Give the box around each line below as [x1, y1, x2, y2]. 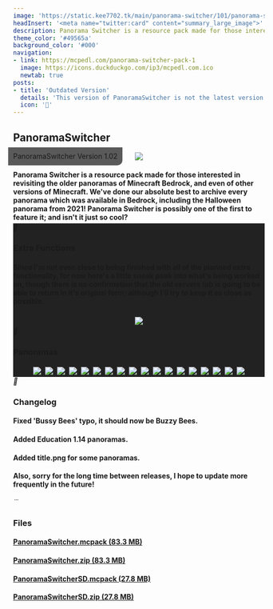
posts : [13, 78, 35, 86]
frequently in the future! [13, 479, 95, 489]
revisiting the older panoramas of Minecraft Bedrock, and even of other [13, 178, 254, 188]
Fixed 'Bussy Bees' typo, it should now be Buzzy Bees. [13, 416, 199, 426]
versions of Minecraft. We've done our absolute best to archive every [13, 186, 248, 196]
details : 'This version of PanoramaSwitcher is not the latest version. [20, 94, 267, 102]
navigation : [13, 49, 53, 57]
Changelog [13, 396, 57, 407]
